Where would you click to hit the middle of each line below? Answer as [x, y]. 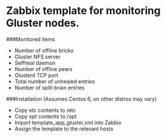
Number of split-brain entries [49, 87]
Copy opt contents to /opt [46, 116]
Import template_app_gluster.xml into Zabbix [68, 122]
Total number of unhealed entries [55, 81]
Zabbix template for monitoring [83, 11]
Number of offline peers [44, 69]
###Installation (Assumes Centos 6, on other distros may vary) [82, 99]
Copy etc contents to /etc [45, 110]
